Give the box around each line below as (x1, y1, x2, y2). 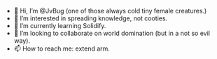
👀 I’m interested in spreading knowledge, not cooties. (13, 14, 168, 22)
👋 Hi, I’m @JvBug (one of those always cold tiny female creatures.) (13, 7, 207, 15)
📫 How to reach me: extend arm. (13, 44, 111, 53)
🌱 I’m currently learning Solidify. (13, 22, 106, 29)
